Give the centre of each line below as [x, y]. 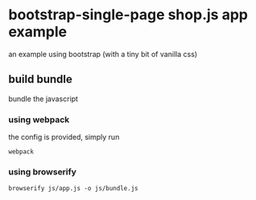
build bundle [40, 79]
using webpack [39, 120]
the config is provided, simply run [64, 137]
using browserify [42, 172]
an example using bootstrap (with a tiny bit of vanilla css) [103, 54]
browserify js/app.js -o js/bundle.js [73, 189]
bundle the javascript [43, 99]
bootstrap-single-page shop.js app [128, 15]
